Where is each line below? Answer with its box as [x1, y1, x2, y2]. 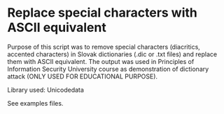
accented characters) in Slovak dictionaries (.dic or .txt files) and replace [7, 50, 218, 58]
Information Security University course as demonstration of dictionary [7, 65, 209, 73]
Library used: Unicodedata [7, 85, 84, 94]
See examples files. [7, 99, 64, 107]
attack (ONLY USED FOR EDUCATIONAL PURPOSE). [7, 72, 158, 81]
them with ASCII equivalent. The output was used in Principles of [7, 57, 195, 65]
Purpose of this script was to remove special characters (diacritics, [7, 42, 201, 51]
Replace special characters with [7, 5, 197, 21]
